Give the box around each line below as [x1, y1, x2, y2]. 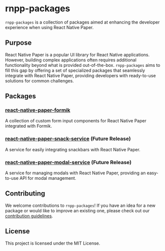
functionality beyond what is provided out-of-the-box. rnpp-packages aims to [5, 62, 161, 68]
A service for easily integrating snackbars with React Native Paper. [5, 146, 140, 152]
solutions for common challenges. [5, 78, 74, 84]
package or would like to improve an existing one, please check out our [5, 207, 150, 214]
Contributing [5, 190, 45, 198]
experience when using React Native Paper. [5, 24, 94, 30]
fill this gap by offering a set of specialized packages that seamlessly [5, 67, 145, 73]
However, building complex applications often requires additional [5, 57, 137, 63]
